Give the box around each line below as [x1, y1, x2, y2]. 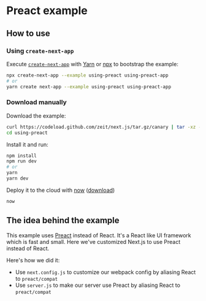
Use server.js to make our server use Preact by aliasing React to [15, 281, 181, 289]
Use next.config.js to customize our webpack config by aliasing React [15, 268, 196, 276]
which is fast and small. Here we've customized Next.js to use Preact [6, 238, 181, 245]
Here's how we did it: [6, 256, 60, 264]
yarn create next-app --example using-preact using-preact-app [6, 83, 172, 90]
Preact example [6, 4, 88, 18]
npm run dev [6, 158, 37, 164]
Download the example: [6, 112, 66, 120]
